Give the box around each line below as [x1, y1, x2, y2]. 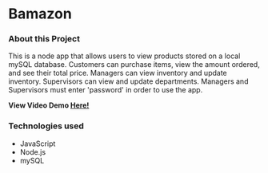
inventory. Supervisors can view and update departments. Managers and [8, 77, 249, 86]
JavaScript [19, 139, 56, 148]
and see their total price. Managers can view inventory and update [8, 69, 227, 78]
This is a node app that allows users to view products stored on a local [8, 51, 241, 61]
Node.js [19, 147, 46, 156]
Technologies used [8, 120, 84, 132]
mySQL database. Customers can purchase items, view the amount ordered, [8, 60, 260, 69]
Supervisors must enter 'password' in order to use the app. [8, 85, 203, 95]
